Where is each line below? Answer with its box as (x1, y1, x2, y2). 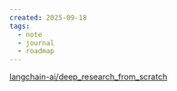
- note (17, 30, 43, 39)
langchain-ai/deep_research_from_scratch (9, 71, 168, 82)
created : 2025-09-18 (9, 13, 88, 23)
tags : (9, 22, 30, 31)
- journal (17, 38, 54, 48)
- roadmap (17, 47, 54, 56)
